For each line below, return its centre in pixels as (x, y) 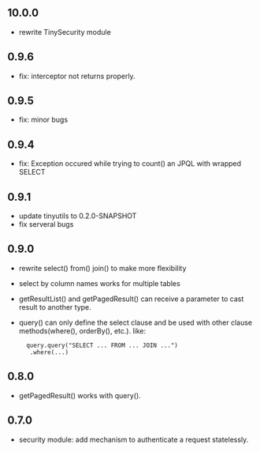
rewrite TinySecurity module (65, 32)
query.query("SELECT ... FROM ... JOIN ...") (102, 345)
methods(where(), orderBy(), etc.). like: (82, 330)
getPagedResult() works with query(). (80, 395)
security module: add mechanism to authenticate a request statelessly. (134, 439)
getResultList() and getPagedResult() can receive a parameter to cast (131, 299)
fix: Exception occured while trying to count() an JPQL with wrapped (130, 164)
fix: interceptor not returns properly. (77, 76)
